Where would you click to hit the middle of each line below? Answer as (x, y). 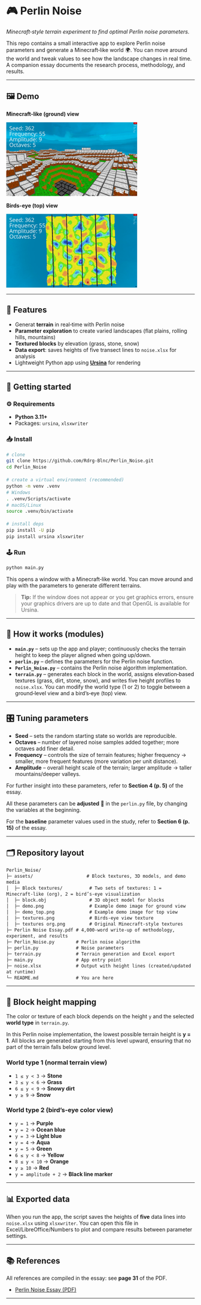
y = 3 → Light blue (38, 1136)
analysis (25, 356)
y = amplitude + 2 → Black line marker (64, 1174)
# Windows (19, 492)
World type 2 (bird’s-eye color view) (60, 1110)
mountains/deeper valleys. (48, 774)
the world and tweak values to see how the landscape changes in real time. (99, 58)
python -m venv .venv (33, 486)
